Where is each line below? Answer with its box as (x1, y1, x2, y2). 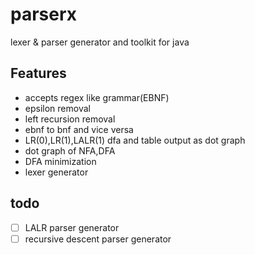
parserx (10, 3, 78, 26)
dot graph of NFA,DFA (24, 144, 116, 157)
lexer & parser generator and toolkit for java (10, 36, 190, 48)
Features (10, 65, 67, 82)
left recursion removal (24, 113, 116, 125)
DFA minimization (24, 155, 97, 167)
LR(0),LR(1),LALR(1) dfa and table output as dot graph (24, 134, 246, 146)
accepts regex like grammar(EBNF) (24, 91, 170, 103)
